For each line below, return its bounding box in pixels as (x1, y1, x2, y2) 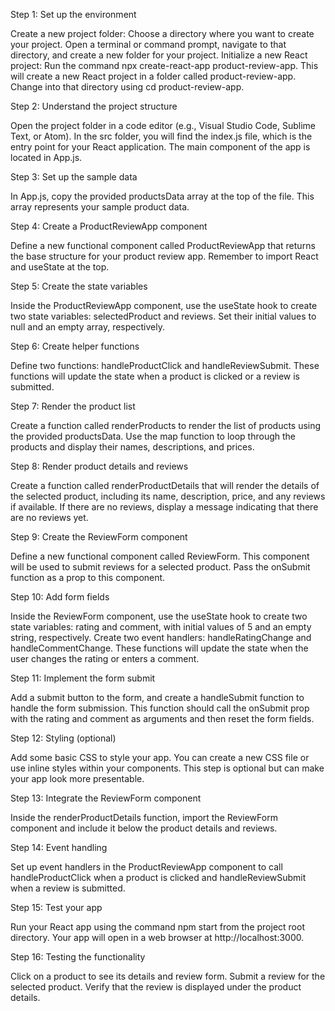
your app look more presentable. (10, 773, 145, 784)
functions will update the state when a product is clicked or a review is (10, 370, 300, 382)
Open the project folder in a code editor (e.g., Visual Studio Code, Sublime (10, 120, 316, 131)
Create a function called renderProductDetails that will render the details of (10, 480, 320, 491)
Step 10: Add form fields (10, 591, 110, 603)
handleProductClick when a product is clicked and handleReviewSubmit (10, 872, 307, 883)
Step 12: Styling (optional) (10, 732, 117, 744)
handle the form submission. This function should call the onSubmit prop (10, 702, 310, 714)
